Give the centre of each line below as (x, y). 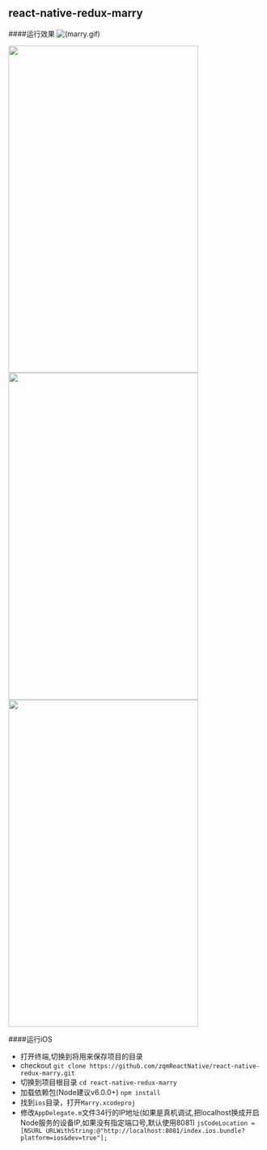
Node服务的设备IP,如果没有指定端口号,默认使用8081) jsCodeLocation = (138, 1123)
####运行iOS (30, 1039)
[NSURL (31, 1131)
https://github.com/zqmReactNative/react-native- (175, 1066)
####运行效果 (32, 34)
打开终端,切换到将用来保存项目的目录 (81, 1056)
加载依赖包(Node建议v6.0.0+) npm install (90, 1092)
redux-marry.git (47, 1073)
